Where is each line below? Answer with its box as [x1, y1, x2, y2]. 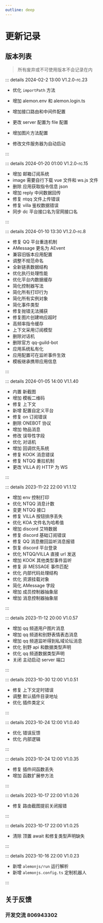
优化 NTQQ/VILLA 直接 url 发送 [12, 551, 76, 557]
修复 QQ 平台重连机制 [12, 239, 58, 245]
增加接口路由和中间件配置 [12, 108, 66, 114]
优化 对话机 [12, 439, 36, 445]
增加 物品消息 [12, 426, 41, 432]
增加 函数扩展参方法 [12, 772, 54, 778]
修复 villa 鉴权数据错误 [12, 202, 59, 208]
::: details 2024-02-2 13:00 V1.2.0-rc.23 [5, 77, 88, 83]
